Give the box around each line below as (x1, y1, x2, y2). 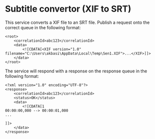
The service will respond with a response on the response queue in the (5, 68, 147, 74)
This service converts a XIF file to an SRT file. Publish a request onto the (5, 19, 150, 25)
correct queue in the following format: (5, 24, 81, 30)
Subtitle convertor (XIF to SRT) (5, 3, 132, 15)
